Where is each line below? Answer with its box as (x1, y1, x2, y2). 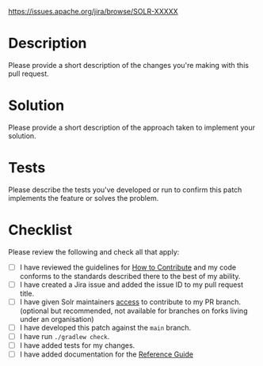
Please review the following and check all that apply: (8, 247, 180, 256)
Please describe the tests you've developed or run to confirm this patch (8, 185, 242, 194)
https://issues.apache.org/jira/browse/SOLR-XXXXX (8, 7, 178, 16)
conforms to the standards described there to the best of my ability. (19, 271, 241, 281)
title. (19, 289, 34, 298)
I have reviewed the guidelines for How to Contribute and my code (19, 262, 236, 272)
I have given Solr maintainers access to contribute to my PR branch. (19, 296, 242, 307)
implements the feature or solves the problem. (8, 193, 159, 202)
